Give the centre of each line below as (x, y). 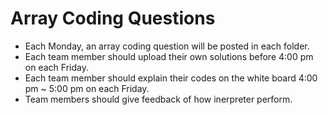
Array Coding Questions (113, 18)
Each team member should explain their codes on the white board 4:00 (171, 78)
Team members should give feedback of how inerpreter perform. (158, 99)
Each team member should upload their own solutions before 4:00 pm (169, 56)
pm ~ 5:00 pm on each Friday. (87, 88)
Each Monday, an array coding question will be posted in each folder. (167, 46)
